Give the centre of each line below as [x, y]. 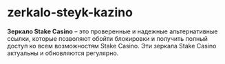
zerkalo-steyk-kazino [70, 13]
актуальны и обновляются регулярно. [63, 53]
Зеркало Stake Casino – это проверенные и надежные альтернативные [112, 31]
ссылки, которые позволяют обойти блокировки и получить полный [108, 38]
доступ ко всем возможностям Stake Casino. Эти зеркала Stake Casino [112, 46]
